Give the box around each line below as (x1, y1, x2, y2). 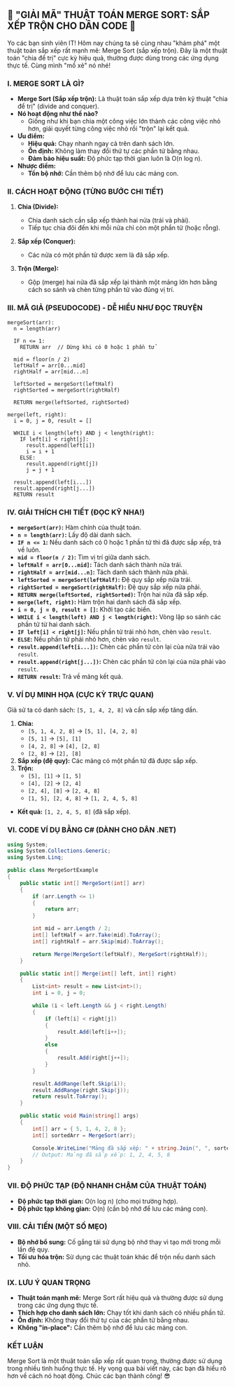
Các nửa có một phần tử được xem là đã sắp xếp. (27, 251, 170, 259)
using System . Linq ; (7, 854, 64, 861)
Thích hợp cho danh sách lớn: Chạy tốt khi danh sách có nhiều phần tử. (17, 1308, 225, 1317)
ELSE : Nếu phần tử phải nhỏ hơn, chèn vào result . (17, 635, 162, 643)
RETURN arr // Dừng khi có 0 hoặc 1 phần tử (20, 343, 155, 350)
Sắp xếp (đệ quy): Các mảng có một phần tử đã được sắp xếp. (17, 757, 198, 765)
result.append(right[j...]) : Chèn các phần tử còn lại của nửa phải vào (17, 658, 226, 665)
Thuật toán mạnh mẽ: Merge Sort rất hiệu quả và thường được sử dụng (17, 1294, 224, 1302)
